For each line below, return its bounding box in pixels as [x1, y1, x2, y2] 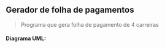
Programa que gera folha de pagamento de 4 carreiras [20, 21, 159, 28]
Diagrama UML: [6, 35, 47, 42]
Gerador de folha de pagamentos [6, 5, 134, 15]
